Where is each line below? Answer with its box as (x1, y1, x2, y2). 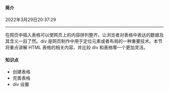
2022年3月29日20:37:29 (5, 16, 56, 22)
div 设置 (12, 81, 29, 87)
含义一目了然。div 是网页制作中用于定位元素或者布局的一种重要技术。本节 (9, 38, 162, 44)
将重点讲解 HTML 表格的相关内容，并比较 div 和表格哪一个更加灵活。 (5, 44, 148, 50)
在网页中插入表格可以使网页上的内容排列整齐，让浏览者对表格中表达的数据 (5, 32, 159, 38)
